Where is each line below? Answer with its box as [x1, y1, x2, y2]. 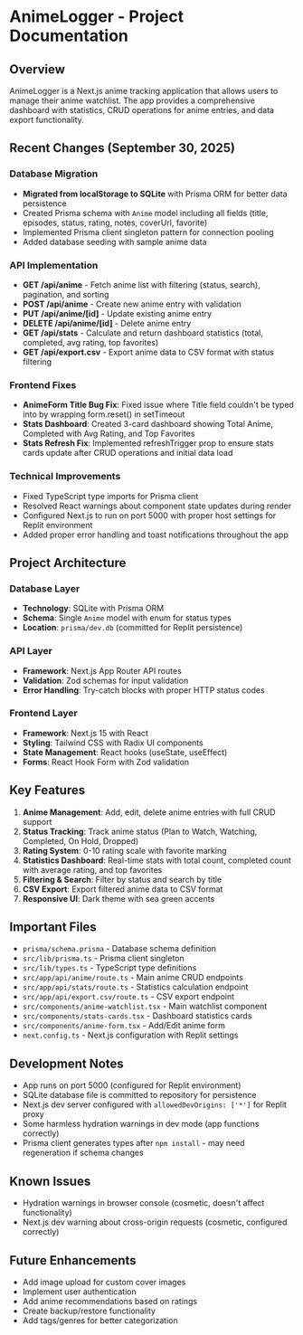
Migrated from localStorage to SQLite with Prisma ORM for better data [22, 188, 288, 199]
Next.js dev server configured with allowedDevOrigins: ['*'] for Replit [22, 1099, 288, 1110]
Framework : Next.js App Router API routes [22, 665, 183, 676]
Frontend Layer [9, 707, 79, 720]
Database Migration [9, 167, 99, 180]
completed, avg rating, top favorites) [22, 336, 159, 347]
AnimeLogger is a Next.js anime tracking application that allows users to [9, 86, 279, 96]
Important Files [9, 920, 97, 935]
